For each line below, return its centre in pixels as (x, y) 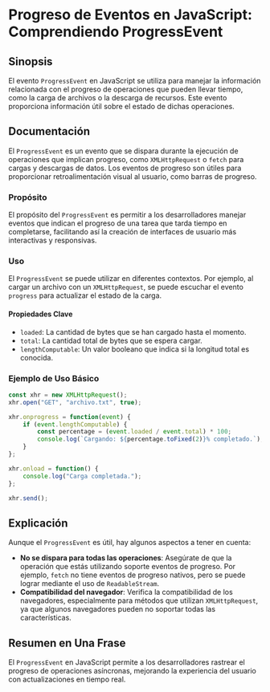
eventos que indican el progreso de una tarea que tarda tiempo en (118, 223)
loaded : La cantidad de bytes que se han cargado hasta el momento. (133, 332)
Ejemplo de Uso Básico (54, 378)
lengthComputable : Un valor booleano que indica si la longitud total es (135, 349)
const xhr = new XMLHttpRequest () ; (68, 395)
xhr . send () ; (28, 498)
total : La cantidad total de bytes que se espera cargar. (111, 340)
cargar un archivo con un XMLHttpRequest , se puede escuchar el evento (126, 287)
